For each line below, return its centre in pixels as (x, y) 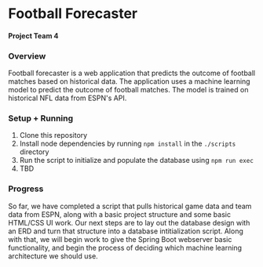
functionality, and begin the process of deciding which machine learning (125, 247)
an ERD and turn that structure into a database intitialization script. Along (126, 231)
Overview (27, 56)
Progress (26, 189)
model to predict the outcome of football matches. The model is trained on (128, 90)
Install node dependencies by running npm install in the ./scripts (128, 144)
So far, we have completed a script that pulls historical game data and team (130, 206)
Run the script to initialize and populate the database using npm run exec (136, 161)
